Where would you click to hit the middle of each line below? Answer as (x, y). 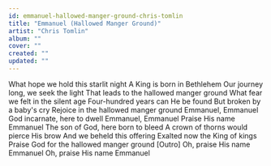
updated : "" (28, 62)
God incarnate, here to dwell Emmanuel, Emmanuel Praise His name (122, 118)
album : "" (25, 38)
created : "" (28, 53)
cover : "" (25, 46)
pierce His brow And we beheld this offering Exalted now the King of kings (133, 135)
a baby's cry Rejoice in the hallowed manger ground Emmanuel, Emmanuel (133, 109)
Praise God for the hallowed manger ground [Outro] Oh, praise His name (129, 144)
